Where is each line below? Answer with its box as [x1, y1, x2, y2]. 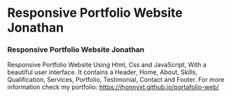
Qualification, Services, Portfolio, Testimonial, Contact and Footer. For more [7, 76, 225, 84]
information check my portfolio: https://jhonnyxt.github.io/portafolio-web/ [7, 83, 219, 92]
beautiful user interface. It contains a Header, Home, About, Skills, [7, 68, 198, 76]
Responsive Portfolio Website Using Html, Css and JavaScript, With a [7, 61, 206, 69]
